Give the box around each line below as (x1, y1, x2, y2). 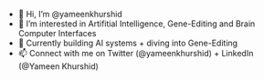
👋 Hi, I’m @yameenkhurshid (17, 9, 123, 19)
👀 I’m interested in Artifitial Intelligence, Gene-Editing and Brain (17, 18, 256, 29)
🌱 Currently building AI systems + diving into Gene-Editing (17, 37, 238, 48)
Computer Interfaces (17, 28, 97, 38)
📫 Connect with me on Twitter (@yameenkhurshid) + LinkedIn (17, 48, 254, 58)
